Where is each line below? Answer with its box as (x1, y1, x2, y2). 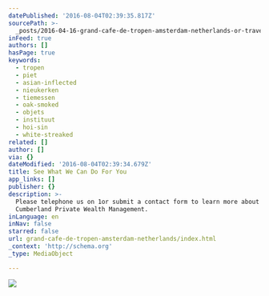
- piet (15, 71, 38, 79)
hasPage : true (8, 49, 56, 57)
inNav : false (8, 220, 52, 228)
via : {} (8, 153, 34, 161)
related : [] (8, 138, 48, 146)
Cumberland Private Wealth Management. (15, 205, 149, 213)
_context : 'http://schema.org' (8, 242, 113, 250)
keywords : (8, 57, 42, 65)
